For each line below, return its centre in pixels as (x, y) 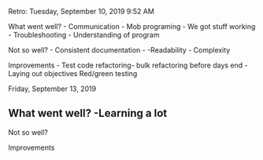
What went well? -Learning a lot (88, 113)
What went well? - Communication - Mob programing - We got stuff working (132, 26)
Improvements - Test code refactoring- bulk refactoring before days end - (128, 65)
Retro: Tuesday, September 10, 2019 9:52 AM (81, 11)
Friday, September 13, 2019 (52, 89)
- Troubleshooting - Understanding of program (84, 35)
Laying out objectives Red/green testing (73, 73)
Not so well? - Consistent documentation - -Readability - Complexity (119, 50)
